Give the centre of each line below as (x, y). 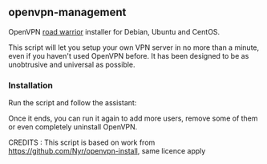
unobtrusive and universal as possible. (72, 64)
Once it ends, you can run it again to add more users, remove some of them (133, 118)
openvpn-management (67, 12)
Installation (31, 85)
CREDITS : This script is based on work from (82, 142)
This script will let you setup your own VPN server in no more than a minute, (134, 47)
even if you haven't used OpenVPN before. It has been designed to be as (129, 55)
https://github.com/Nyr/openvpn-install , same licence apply (107, 151)
